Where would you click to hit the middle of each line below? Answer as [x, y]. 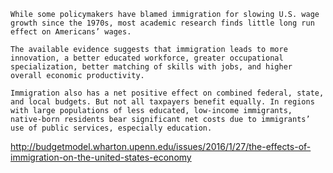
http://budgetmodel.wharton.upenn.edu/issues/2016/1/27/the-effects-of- [161, 146]
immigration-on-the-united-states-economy [101, 157]
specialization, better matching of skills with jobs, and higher [151, 67]
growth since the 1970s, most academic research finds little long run [162, 23]
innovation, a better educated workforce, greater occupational [147, 58]
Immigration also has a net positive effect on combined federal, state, [167, 93]
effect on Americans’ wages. [71, 32]
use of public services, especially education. [111, 128]
